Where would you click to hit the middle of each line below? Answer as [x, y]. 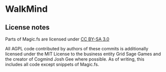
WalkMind [27, 9]
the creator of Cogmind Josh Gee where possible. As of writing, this [75, 59]
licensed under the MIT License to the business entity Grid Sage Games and [83, 54]
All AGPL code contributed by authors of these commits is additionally [77, 49]
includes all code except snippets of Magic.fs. [52, 64]
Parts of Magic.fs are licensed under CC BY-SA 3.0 [57, 39]
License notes [27, 27]
